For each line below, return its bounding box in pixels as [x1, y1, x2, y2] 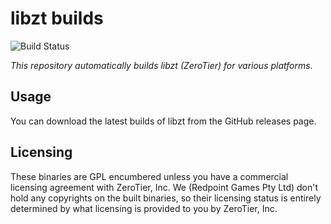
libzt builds [10, 7, 104, 30]
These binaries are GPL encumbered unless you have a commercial [10, 170, 289, 182]
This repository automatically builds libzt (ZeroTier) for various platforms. [10, 59, 313, 71]
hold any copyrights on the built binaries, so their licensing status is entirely [10, 192, 322, 204]
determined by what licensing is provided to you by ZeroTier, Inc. [10, 202, 278, 214]
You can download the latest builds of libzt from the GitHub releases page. [10, 115, 317, 127]
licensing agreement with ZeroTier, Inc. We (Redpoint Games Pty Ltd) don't [10, 181, 319, 193]
